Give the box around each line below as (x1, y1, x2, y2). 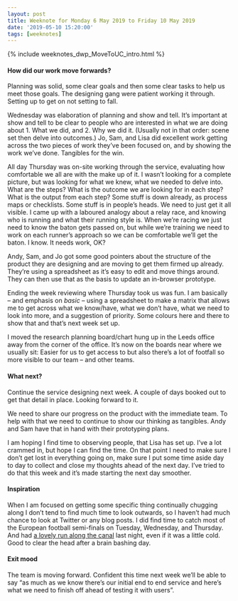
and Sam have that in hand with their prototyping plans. (7, 424, 170, 433)
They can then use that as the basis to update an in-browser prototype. (7, 275, 217, 284)
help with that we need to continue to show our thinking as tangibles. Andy (7, 416, 226, 425)
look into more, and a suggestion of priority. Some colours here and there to (7, 312, 229, 320)
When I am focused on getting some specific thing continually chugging (7, 500, 218, 509)
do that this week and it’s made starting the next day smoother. (7, 468, 192, 477)
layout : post (7, 10, 46, 18)
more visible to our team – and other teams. (7, 356, 135, 364)
